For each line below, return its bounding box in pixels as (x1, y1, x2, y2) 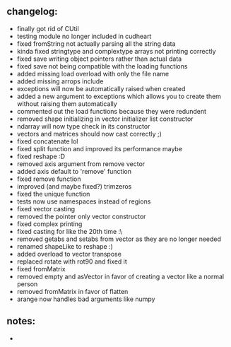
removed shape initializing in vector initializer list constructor (16, 114, 194, 123)
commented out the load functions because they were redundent (16, 107, 206, 115)
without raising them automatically (16, 99, 117, 108)
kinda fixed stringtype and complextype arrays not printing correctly (16, 47, 216, 55)
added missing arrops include (16, 77, 104, 86)
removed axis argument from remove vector (16, 159, 146, 168)
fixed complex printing (16, 219, 83, 228)
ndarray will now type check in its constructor (16, 122, 150, 130)
